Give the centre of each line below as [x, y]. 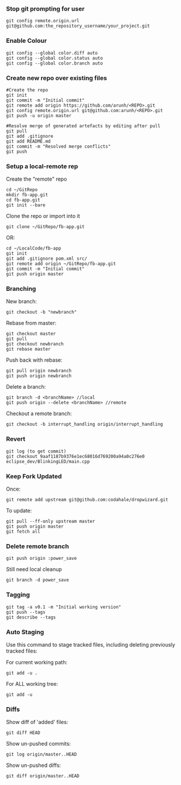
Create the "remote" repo [36, 179]
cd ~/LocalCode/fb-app [34, 249]
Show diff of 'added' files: [37, 722]
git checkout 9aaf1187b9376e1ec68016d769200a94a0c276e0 [75, 456]
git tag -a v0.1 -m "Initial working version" [64, 607]
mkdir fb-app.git [27, 195]
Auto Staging [25, 632]
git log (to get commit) [36, 451]
